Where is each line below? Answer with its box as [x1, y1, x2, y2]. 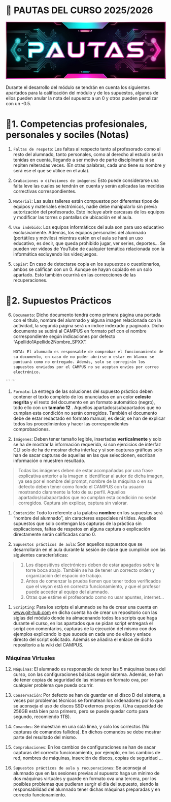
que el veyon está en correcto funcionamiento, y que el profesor [25, 583, 160, 589]
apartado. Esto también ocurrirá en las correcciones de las [13, 272, 136, 277]
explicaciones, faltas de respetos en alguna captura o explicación [13, 526, 150, 532]
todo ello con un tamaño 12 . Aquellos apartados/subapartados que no [13, 404, 161, 411]
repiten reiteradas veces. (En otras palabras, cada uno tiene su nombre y [13, 162, 166, 168]
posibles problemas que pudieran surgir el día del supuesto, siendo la [13, 781, 159, 787]
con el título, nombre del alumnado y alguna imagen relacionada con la [13, 317, 161, 323]
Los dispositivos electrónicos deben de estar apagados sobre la [25, 562, 160, 568]
